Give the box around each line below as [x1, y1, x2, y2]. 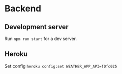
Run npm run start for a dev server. [4, 36, 77, 41]
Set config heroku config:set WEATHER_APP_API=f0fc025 [4, 63, 117, 69]
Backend [4, 3, 41, 14]
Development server [4, 23, 69, 31]
